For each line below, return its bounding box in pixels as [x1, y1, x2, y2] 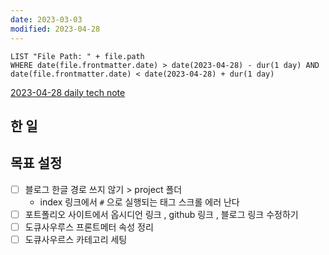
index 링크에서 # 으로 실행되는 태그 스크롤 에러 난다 [39, 196, 240, 208]
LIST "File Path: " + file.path [10, 51, 145, 61]
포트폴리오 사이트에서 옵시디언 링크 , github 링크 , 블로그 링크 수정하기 [24, 208, 299, 220]
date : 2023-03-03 [10, 14, 83, 25]
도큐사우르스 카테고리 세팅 [24, 233, 128, 245]
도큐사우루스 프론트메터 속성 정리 [24, 221, 154, 233]
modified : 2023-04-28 [10, 24, 101, 34]
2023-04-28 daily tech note [10, 86, 126, 98]
